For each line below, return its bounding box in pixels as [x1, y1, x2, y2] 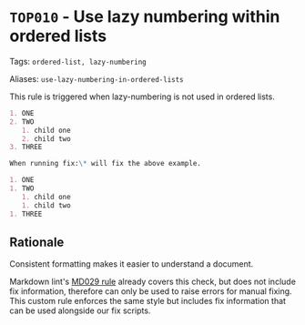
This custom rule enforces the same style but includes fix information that [9, 296, 287, 307]
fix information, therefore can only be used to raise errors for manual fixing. [9, 286, 293, 297]
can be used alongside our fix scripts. [9, 305, 151, 316]
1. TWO [9, 184, 35, 193]
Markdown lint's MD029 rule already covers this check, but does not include [9, 276, 296, 288]
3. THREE [9, 143, 43, 152]
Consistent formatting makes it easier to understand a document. [9, 259, 254, 269]
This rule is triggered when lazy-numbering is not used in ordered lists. [9, 91, 275, 102]
